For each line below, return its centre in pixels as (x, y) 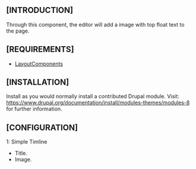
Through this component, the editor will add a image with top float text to (95, 24)
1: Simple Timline (27, 142)
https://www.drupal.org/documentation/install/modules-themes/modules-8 (98, 103)
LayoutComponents (39, 64)
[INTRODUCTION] (39, 10)
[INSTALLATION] (38, 82)
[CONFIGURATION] (42, 127)
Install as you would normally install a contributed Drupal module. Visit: (93, 96)
